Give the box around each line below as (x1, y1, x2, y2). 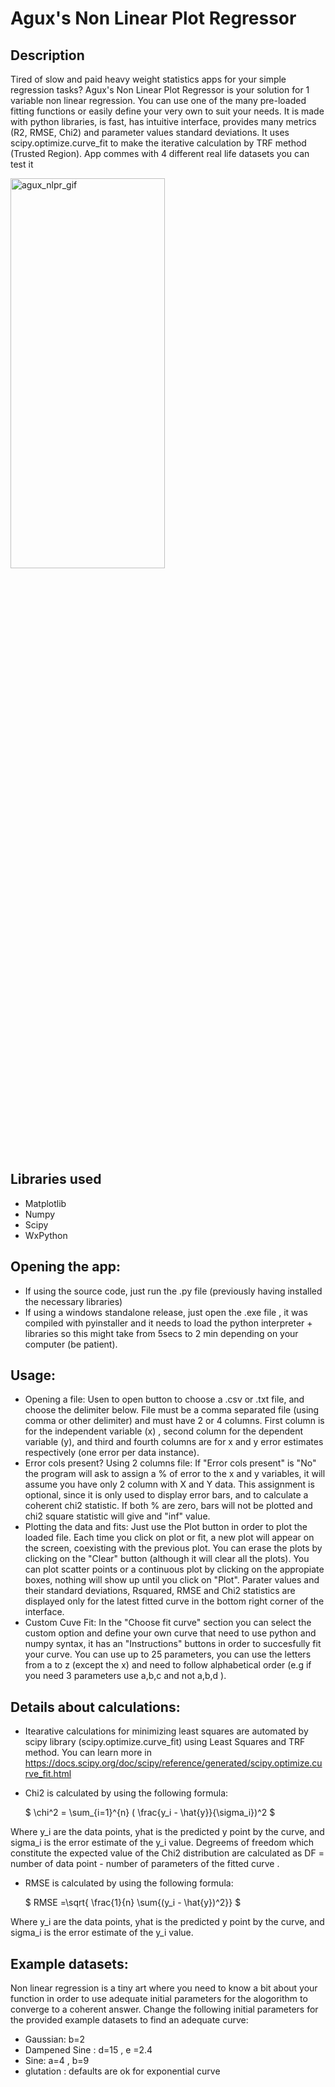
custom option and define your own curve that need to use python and (24, 1627, 317, 1639)
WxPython (24, 1229, 68, 1241)
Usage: (10, 1367, 57, 1384)
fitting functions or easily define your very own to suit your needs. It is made (10, 105, 325, 117)
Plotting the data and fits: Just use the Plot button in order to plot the (24, 1521, 308, 1533)
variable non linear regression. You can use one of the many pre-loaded (10, 95, 307, 106)
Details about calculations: (10, 1698, 181, 1716)
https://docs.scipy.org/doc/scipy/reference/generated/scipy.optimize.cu (24, 1757, 323, 1769)
